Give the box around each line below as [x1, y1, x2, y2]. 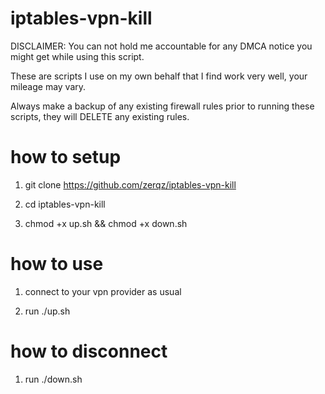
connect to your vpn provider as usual [24, 285, 182, 297]
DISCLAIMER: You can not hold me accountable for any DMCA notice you [10, 40, 313, 52]
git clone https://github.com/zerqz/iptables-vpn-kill [24, 178, 237, 191]
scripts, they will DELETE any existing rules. [10, 110, 190, 122]
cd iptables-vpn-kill [24, 198, 106, 210]
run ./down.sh [24, 373, 83, 385]
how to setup [10, 146, 122, 169]
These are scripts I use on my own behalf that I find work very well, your [10, 70, 308, 82]
